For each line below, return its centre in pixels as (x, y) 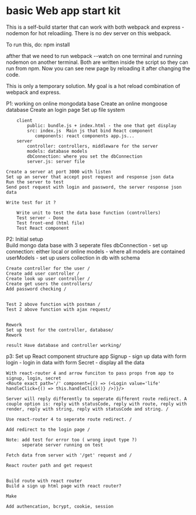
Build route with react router (44, 481)
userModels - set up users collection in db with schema (73, 257)
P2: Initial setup (25, 239)
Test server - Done (40, 218)
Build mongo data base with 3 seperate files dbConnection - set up (87, 245)
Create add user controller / (43, 274)
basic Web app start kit (63, 11)
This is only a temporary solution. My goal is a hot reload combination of (93, 86)
